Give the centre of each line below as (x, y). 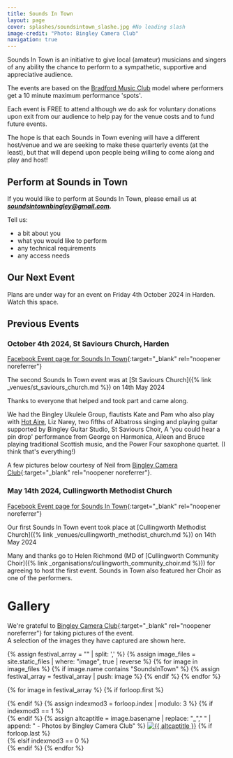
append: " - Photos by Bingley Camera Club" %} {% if (110, 726)
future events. (27, 124)
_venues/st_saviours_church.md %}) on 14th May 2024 (86, 387)
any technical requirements (57, 248)
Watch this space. (33, 302)
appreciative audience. (40, 75)
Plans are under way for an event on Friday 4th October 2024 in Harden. (111, 294)
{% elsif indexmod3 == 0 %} (48, 741)
